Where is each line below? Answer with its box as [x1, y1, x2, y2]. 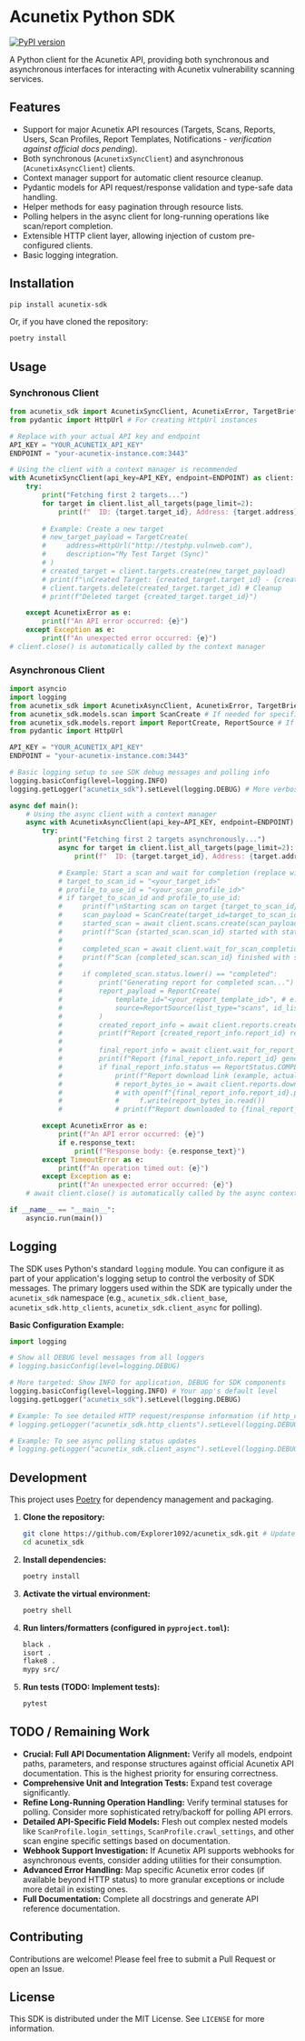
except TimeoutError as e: [42, 1155, 144, 1165]
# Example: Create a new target [42, 525, 165, 534]
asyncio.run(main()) [25, 1214, 103, 1223]
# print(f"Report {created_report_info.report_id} [57, 1029, 286, 1038]
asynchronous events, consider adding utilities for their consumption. [22, 1855, 282, 1866]
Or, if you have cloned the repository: [9, 316, 149, 327]
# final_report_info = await [57, 1046, 202, 1056]
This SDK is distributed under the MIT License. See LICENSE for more [9, 2014, 265, 2025]
